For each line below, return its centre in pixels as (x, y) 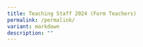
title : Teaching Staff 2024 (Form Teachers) (72, 13)
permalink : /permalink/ (41, 20)
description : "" (30, 33)
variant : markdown (33, 26)
